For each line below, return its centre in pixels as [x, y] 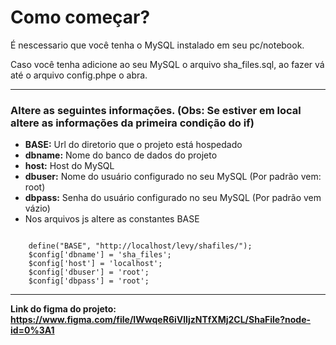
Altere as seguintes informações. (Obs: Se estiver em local [156, 110]
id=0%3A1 [32, 330]
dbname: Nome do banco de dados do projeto [121, 155]
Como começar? [80, 17]
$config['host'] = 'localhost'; [95, 264]
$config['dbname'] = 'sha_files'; [100, 255]
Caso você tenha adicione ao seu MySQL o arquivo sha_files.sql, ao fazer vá [167, 64]
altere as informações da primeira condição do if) [132, 123]
